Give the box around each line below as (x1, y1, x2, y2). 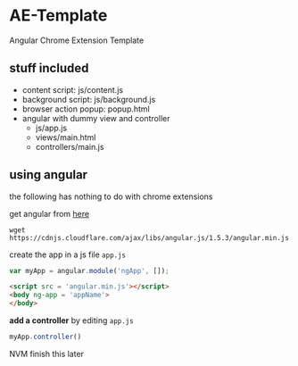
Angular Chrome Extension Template (9, 35, 145, 46)
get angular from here (9, 208, 90, 219)
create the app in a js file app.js (9, 249, 127, 260)
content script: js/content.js (21, 84, 123, 95)
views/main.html (35, 131, 96, 143)
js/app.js (35, 122, 68, 133)
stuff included (9, 61, 89, 76)
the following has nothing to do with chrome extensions (9, 191, 213, 202)
